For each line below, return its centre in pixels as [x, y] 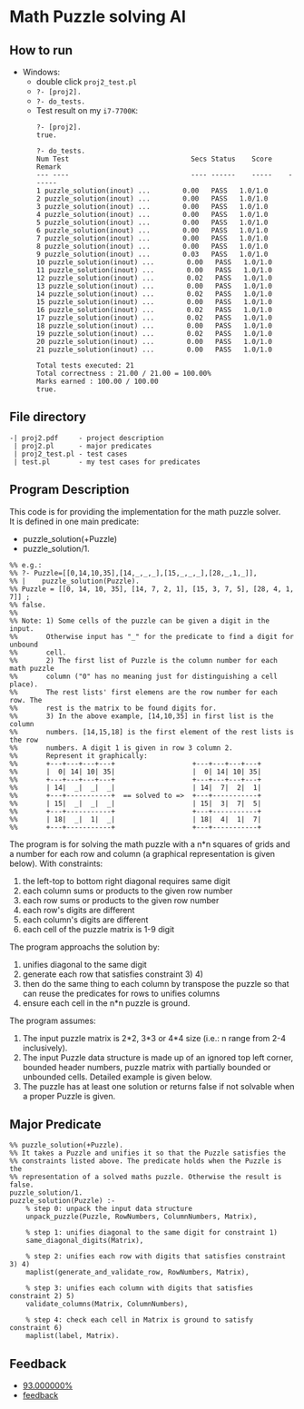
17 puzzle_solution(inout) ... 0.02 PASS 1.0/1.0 [154, 318]
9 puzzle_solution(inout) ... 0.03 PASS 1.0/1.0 [152, 254]
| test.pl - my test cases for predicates [107, 462]
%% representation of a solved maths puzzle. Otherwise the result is [146, 1177]
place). [24, 684]
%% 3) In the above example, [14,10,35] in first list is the [142, 716]
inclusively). [45, 1048]
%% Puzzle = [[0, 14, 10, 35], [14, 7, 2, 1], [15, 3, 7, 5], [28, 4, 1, [152, 589]
